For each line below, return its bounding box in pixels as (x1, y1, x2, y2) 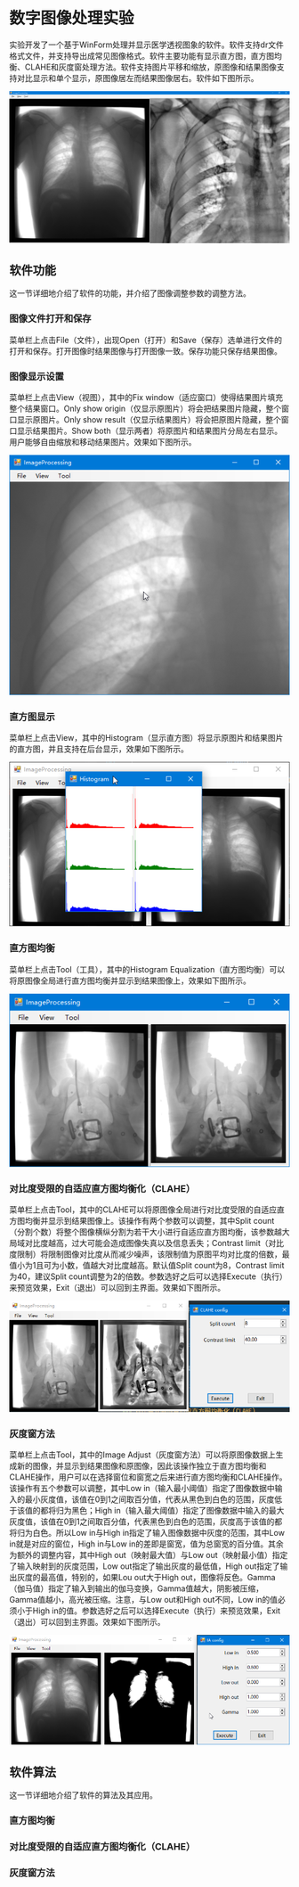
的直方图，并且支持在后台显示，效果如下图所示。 (9, 743, 189, 754)
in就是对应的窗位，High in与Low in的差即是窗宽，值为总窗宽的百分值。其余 (9, 1538, 285, 1549)
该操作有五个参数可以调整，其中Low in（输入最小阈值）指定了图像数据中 (9, 1483, 276, 1494)
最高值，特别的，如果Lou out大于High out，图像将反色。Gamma (39, 1572, 276, 1583)
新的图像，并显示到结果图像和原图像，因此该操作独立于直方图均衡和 (16, 1461, 267, 1472)
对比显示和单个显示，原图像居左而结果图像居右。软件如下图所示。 (16, 72, 259, 83)
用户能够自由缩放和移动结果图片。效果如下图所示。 (9, 437, 197, 447)
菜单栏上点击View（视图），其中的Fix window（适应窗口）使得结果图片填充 (9, 392, 283, 403)
